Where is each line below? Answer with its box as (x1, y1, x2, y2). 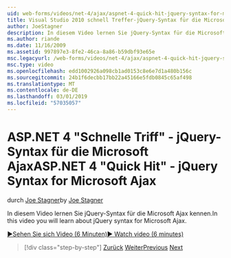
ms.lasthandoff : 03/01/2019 (7, 94, 88, 100)
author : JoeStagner (7, 23, 63, 30)
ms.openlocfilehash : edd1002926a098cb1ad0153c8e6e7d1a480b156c (7, 67, 192, 74)
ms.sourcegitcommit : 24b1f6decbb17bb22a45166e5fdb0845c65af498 (7, 74, 192, 81)
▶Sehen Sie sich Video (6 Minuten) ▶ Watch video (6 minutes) (7, 230, 184, 238)
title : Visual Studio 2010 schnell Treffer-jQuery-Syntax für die (7, 17, 201, 23)
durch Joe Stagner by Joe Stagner (7, 195, 103, 204)
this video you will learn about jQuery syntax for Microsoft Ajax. (7, 216, 187, 224)
